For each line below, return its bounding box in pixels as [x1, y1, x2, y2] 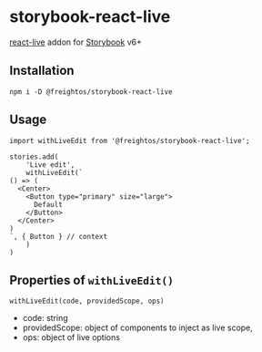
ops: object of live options [22, 332, 121, 343]
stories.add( [9, 152, 59, 161]
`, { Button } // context [9, 232, 107, 241]
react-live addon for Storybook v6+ [9, 36, 143, 47]
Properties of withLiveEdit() [9, 272, 175, 288]
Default [33, 200, 64, 209]
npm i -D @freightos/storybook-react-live [9, 87, 173, 97]
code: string [22, 313, 68, 324]
